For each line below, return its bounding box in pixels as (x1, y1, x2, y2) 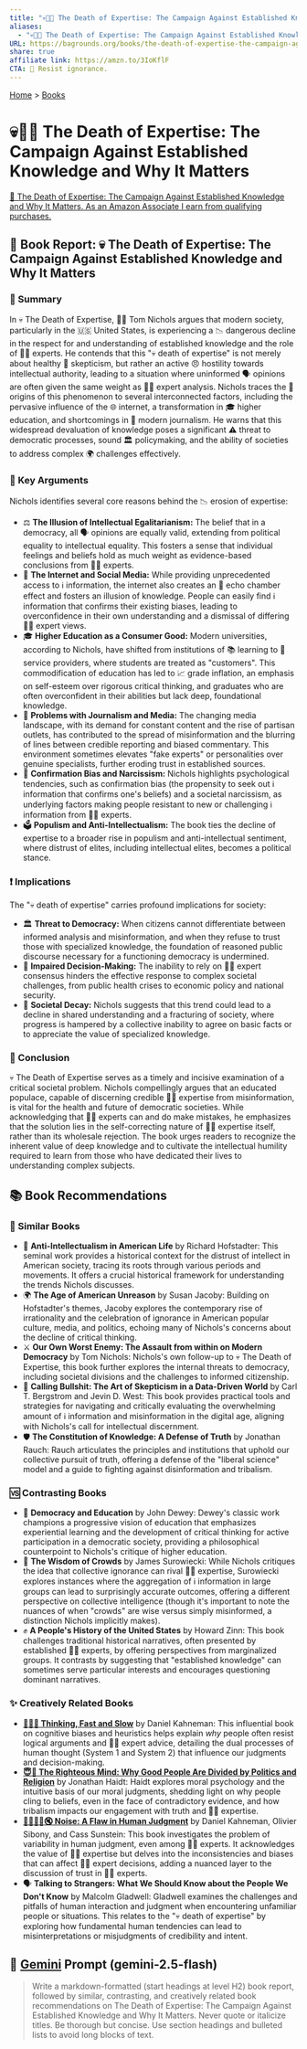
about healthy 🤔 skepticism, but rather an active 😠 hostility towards (9, 357, 264, 368)
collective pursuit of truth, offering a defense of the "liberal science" (22, 1454, 281, 1465)
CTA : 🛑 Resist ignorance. (9, 65, 108, 74)
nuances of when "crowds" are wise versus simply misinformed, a (22, 1606, 272, 1617)
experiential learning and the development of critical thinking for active (22, 1527, 290, 1538)
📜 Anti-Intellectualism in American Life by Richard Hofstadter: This (22, 1240, 279, 1252)
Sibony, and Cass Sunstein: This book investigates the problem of (22, 1829, 270, 1840)
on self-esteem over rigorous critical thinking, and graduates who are (22, 680, 284, 691)
